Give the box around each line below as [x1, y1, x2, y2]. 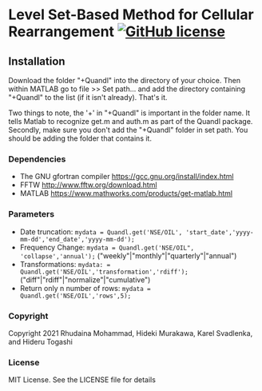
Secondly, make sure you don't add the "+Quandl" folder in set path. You [8, 126, 248, 134]
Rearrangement [8, 22, 114, 41]
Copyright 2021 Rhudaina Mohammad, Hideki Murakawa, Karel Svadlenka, [8, 328, 253, 337]
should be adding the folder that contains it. [8, 134, 152, 143]
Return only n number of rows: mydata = [19, 283, 152, 293]
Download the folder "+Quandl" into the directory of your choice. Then [8, 76, 241, 85]
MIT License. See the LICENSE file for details [8, 375, 156, 385]
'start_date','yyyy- [185, 228, 254, 237]
